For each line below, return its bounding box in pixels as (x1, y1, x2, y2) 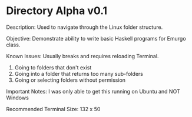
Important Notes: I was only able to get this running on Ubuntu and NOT (6, 88, 181, 95)
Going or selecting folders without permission (14, 76, 125, 83)
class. (6, 41, 21, 48)
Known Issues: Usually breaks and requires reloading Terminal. (6, 52, 159, 59)
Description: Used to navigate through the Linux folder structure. (6, 24, 163, 31)
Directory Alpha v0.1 (6, 4, 108, 18)
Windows (6, 94, 29, 101)
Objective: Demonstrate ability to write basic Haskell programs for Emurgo (6, 35, 187, 42)
